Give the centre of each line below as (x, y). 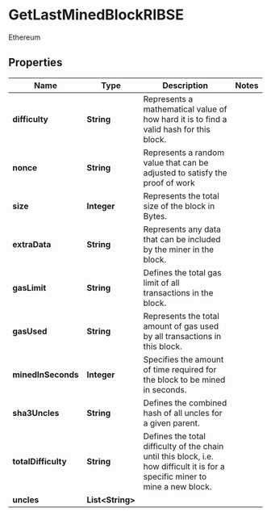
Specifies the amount (183, 359)
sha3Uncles (36, 413)
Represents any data (182, 229)
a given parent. (171, 423)
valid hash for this (177, 129)
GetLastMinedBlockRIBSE (96, 15)
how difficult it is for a (184, 466)
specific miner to (175, 476)
